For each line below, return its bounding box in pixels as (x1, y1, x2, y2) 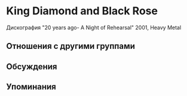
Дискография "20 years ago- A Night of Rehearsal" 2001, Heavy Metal (6, 24, 182, 31)
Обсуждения (6, 61, 57, 72)
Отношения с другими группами (6, 41, 136, 51)
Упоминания (6, 82, 57, 92)
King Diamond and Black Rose (6, 4, 158, 18)
